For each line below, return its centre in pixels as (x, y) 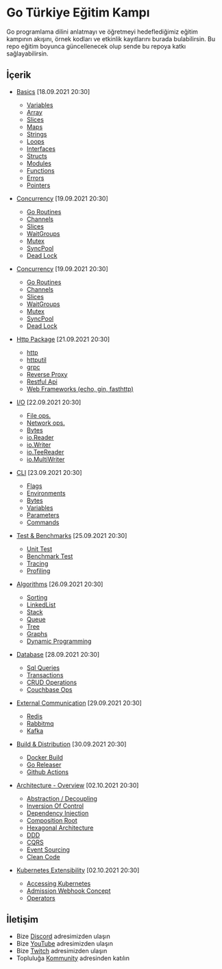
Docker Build (45, 757)
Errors (35, 178)
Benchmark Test (50, 556)
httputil (37, 360)
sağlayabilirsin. (27, 54)
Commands (43, 522)
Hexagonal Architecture (60, 828)
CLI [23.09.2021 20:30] (49, 472)
